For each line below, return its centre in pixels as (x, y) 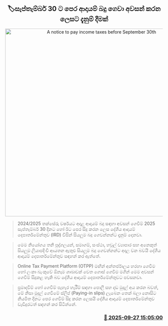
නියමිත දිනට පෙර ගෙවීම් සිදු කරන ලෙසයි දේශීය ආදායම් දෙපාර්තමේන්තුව (86, 298)
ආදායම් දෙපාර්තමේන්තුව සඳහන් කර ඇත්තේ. (59, 256)
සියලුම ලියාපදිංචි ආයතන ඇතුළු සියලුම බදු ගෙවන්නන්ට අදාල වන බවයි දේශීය (89, 250)
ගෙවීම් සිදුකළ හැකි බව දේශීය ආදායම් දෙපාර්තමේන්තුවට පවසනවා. (80, 277)
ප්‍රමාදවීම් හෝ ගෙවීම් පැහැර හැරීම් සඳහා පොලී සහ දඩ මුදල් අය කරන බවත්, (88, 287)
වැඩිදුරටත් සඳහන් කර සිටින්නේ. (47, 304)
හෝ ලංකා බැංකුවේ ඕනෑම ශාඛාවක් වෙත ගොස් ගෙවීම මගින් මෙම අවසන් (85, 271)
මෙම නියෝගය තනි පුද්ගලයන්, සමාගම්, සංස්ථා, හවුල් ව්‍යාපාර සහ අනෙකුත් (87, 244)
